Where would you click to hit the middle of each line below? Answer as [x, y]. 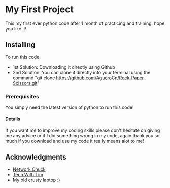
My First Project [39, 9]
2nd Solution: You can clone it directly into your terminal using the [81, 72]
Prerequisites [22, 96]
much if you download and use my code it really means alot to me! [75, 141]
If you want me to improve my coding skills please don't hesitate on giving [83, 130]
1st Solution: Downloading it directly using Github [64, 67]
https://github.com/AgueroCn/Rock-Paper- [101, 78]
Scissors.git [25, 83]
